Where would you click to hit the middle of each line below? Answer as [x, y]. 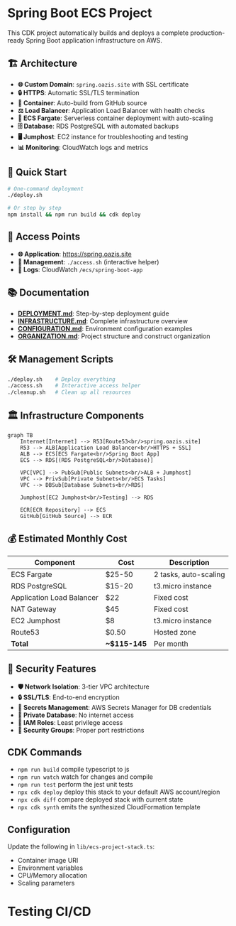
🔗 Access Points [44, 237]
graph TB [20, 435]
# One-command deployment [45, 189]
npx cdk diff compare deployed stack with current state [100, 800]
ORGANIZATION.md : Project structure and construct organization [114, 336]
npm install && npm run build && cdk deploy [74, 215]
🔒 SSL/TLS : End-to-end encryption [68, 697]
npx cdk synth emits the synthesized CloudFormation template [109, 807]
